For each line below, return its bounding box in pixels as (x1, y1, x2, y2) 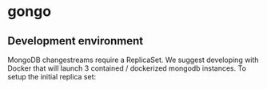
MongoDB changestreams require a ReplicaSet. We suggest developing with (7, 55, 259, 64)
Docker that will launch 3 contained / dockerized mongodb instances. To (7, 64, 247, 73)
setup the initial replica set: (7, 72, 97, 81)
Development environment (7, 34, 144, 48)
